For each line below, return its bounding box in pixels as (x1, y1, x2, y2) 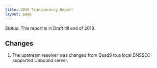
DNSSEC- (132, 52, 153, 58)
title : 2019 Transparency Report (5, 7, 74, 12)
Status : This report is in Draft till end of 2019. (5, 25, 96, 31)
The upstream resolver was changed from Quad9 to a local (12, 52, 131, 58)
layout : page (5, 12, 32, 17)
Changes (5, 39, 33, 47)
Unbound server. (34, 57, 69, 64)
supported (12, 57, 33, 64)
